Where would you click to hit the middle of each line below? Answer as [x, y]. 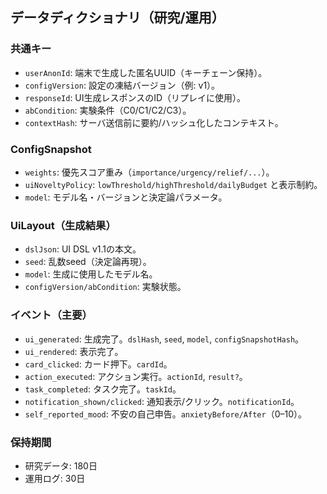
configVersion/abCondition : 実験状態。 [105, 287]
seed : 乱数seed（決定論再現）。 [88, 262]
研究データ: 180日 [61, 465]
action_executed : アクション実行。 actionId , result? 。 [136, 376]
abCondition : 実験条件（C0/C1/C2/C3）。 [108, 110]
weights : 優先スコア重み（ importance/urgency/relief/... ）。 [149, 172]
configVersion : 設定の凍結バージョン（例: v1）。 [122, 85]
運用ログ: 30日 [55, 478]
